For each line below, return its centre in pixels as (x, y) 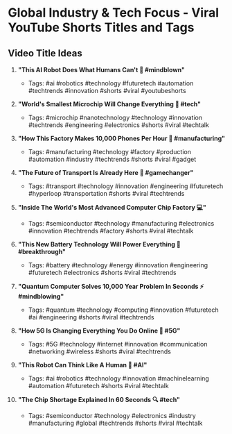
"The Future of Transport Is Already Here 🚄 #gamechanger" (106, 173)
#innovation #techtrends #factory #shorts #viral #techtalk (111, 231)
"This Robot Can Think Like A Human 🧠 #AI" (82, 365)
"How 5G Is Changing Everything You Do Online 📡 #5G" (99, 331)
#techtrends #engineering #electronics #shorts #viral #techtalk (119, 125)
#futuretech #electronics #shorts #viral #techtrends (102, 273)
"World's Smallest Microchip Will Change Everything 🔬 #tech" (109, 104)
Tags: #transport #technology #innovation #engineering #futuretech (126, 186)
